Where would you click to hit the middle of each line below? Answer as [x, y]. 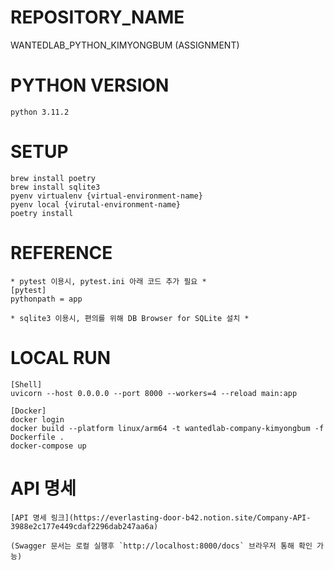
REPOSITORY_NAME [97, 17]
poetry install [42, 213]
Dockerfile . [37, 437]
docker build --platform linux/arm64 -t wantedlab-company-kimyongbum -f [167, 428]
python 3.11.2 [40, 112]
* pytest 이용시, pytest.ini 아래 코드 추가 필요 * [108, 281]
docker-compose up [48, 446]
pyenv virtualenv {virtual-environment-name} [106, 196]
